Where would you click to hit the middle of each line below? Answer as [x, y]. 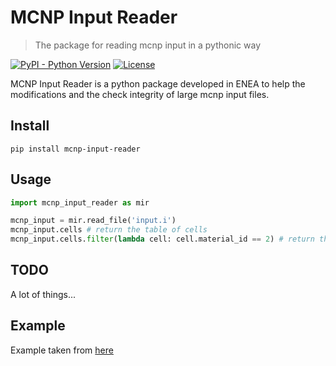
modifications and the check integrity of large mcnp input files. [140, 94]
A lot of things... [43, 294]
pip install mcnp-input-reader [75, 149]
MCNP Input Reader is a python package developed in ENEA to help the [158, 83]
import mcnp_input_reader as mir [80, 202]
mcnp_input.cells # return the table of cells [109, 230]
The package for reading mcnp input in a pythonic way [148, 45]
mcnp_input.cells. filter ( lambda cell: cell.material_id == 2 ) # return [162, 239]
